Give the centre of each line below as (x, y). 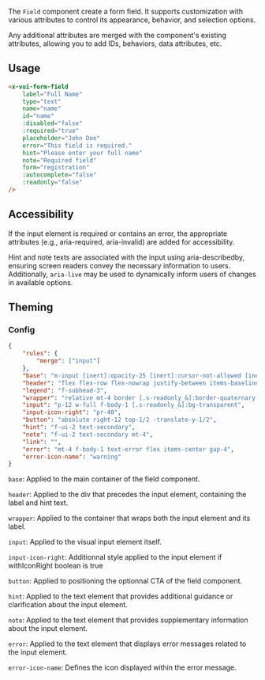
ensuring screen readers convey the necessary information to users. (119, 265)
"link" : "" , (42, 442)
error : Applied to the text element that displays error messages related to (127, 644)
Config (22, 330)
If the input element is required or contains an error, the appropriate (118, 234)
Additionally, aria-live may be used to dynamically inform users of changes (132, 274)
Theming (31, 308)
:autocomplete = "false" (60, 175)
